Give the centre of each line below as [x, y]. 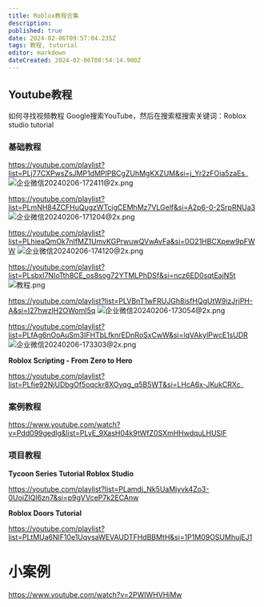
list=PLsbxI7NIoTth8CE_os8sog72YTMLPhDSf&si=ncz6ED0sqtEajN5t [122, 275]
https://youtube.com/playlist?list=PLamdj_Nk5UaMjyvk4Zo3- [109, 488]
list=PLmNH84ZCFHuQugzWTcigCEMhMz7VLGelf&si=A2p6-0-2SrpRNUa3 [132, 207]
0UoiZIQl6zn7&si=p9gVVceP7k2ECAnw [74, 497]
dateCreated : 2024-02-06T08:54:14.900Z [75, 61]
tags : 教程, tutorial [43, 46]
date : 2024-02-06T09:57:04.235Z [62, 38]
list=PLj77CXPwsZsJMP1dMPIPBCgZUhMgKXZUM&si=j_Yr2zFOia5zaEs [127, 173]
